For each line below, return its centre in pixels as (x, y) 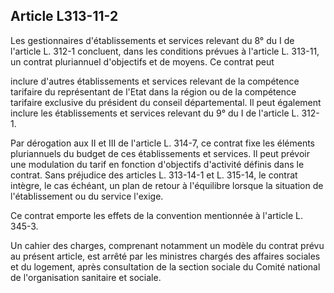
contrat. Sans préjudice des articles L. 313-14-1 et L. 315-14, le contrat (154, 175)
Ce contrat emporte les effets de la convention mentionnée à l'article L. (156, 215)
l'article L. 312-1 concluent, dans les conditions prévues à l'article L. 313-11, (165, 51)
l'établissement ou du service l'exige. (87, 196)
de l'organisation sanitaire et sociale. (86, 277)
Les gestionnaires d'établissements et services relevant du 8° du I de (152, 40)
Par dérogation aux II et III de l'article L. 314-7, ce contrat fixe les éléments (162, 143)
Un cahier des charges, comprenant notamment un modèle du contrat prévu (167, 245)
